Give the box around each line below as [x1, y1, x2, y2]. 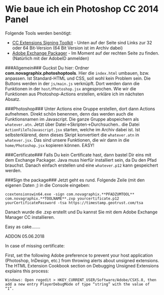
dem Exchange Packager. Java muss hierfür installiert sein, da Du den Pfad [5, 157, 157, 163]
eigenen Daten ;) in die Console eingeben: [5, 182, 90, 188]
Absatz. [5, 96, 21, 102]
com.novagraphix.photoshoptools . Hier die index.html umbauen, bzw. [5, 70, 149, 76]
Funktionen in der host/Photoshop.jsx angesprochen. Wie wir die [5, 86, 136, 91]
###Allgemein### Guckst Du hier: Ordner [5, 65, 90, 71]
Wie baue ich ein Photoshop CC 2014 [5, 3, 159, 15]
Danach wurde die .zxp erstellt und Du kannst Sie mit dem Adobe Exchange [5, 209, 158, 215]
